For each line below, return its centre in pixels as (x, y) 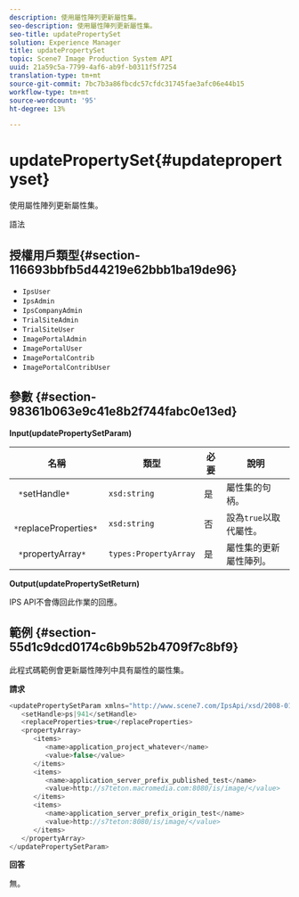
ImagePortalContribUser (66, 367)
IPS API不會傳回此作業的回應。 (65, 602)
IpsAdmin (38, 301)
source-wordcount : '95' (53, 100)
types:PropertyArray (152, 553)
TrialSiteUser (48, 330)
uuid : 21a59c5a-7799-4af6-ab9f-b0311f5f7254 (93, 68)
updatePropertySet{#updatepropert (145, 160)
